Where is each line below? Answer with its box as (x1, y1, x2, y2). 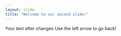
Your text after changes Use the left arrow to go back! (5, 25, 116, 31)
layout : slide (5, 7, 35, 12)
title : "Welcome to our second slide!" (5, 12, 89, 17)
